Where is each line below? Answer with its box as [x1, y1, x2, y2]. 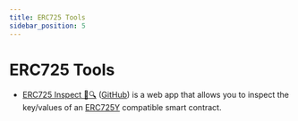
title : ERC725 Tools [9, 12, 87, 22]
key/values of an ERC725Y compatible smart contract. [21, 102, 222, 113]
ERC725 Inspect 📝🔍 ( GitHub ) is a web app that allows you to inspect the [21, 90, 289, 101]
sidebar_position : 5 [9, 21, 87, 30]
